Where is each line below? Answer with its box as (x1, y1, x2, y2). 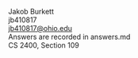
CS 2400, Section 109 (8, 41, 79, 50)
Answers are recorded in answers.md (8, 32, 131, 41)
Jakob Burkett (8, 7, 54, 16)
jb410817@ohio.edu (8, 24, 73, 33)
